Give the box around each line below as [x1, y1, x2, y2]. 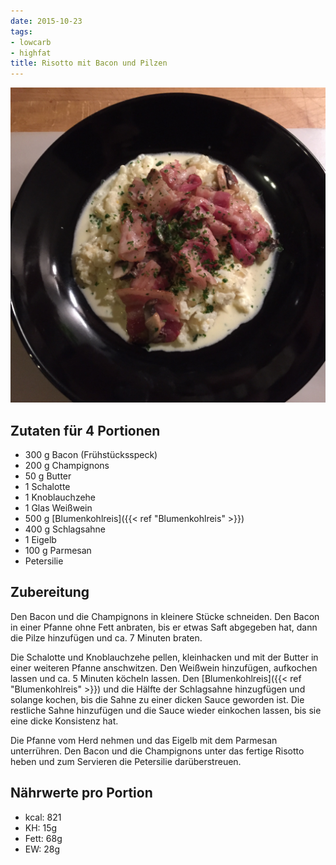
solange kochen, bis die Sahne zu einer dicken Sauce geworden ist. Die [10, 693, 305, 705]
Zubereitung [10, 584, 90, 601]
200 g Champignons [24, 459, 110, 471]
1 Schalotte [24, 480, 71, 492]
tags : [10, 26, 33, 37]
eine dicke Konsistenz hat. [10, 715, 119, 727]
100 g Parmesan [24, 544, 92, 556]
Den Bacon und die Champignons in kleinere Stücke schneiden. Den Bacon [10, 610, 320, 622]
